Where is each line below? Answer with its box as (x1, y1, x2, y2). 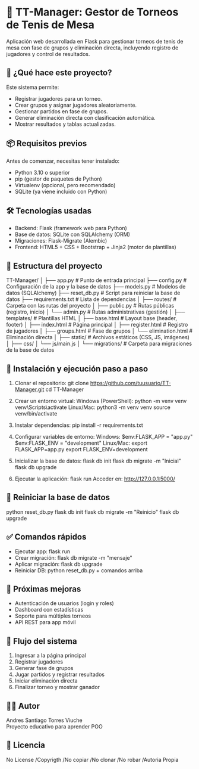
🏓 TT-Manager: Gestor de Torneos (6, 5, 179, 19)
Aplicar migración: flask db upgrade (14, 560, 103, 568)
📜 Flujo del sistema (6, 636, 77, 646)
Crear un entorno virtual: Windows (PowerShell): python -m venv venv (14, 398, 187, 404)
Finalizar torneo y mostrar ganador (14, 684, 100, 691)
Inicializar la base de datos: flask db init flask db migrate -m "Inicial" (14, 457, 181, 464)
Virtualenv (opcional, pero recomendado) (14, 181, 116, 188)
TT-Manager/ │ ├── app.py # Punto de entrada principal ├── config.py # (6, 277, 187, 284)
